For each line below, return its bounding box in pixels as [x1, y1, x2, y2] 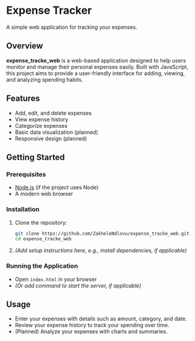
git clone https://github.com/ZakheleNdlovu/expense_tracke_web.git [14, 231, 190, 237]
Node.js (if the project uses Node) [14, 184, 99, 191]
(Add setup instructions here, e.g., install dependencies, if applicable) [14, 247, 187, 254]
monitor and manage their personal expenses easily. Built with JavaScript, [6, 63, 188, 70]
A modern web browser [14, 190, 74, 198]
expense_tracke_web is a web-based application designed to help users [6, 56, 187, 64]
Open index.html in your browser [14, 276, 97, 283]
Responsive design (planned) [14, 134, 87, 142]
